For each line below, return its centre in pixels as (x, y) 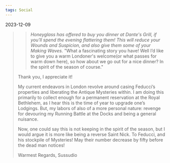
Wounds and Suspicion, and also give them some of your (91, 45)
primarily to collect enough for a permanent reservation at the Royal (89, 97)
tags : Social (19, 10)
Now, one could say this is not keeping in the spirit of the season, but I (91, 129)
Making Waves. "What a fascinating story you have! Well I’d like (97, 50)
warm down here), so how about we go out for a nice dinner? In (97, 61)
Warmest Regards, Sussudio (47, 155)
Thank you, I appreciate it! (45, 76)
